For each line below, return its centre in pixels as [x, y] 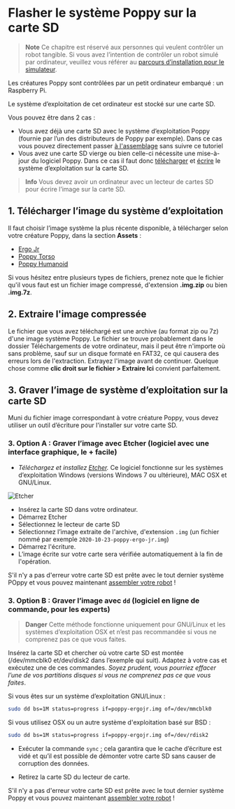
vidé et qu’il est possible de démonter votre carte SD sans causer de [117, 756]
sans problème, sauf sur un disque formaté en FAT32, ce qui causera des [114, 353]
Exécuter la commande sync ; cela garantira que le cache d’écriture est [120, 748]
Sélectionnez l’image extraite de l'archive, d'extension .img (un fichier [119, 531]
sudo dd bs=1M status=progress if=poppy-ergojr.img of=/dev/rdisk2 [108, 735]
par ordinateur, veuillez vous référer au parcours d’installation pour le [124, 62]
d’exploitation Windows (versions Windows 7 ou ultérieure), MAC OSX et [122, 475]
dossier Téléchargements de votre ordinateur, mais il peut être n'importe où [117, 346]
